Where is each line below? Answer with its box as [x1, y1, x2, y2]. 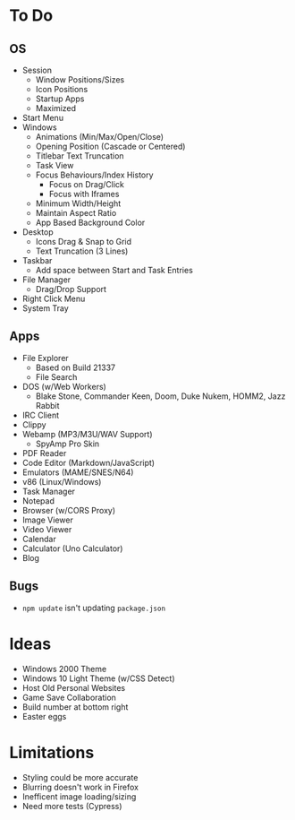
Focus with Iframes [48, 189, 120, 199]
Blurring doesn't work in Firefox [21, 781, 139, 792]
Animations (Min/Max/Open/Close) [35, 132, 164, 142]
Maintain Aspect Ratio [35, 208, 117, 218]
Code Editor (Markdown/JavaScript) [21, 457, 155, 468]
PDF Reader [21, 447, 67, 458]
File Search [35, 371, 78, 382]
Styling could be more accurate [21, 772, 139, 782]
